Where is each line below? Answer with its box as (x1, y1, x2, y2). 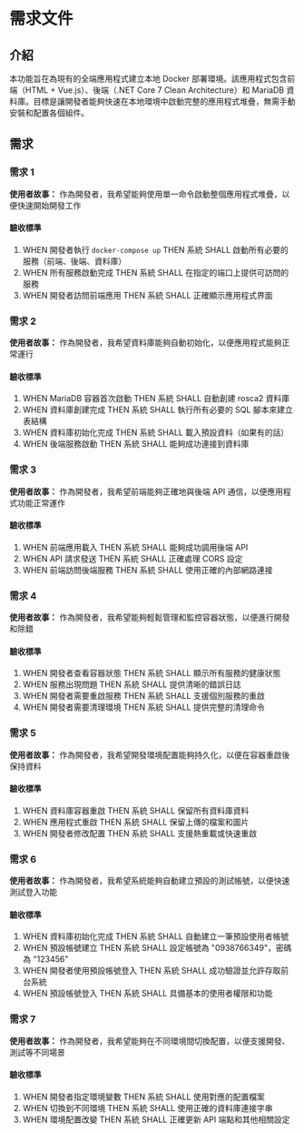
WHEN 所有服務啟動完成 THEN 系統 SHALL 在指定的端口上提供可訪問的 (22, 267, 289, 278)
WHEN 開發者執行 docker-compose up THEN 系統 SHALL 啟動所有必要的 (22, 244, 289, 255)
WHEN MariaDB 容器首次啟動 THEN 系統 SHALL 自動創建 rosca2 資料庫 (22, 393, 290, 404)
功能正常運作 (16, 497, 65, 508)
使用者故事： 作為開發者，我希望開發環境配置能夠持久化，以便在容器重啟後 (9, 749, 290, 760)
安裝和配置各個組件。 (9, 107, 89, 118)
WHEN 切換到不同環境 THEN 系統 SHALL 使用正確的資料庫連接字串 (22, 1102, 273, 1113)
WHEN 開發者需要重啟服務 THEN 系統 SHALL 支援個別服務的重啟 (22, 691, 265, 702)
